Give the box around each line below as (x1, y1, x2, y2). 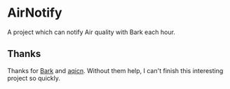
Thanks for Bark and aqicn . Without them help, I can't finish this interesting (7, 66, 224, 74)
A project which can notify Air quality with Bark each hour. (7, 28, 175, 36)
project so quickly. (7, 74, 61, 82)
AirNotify (7, 5, 62, 21)
